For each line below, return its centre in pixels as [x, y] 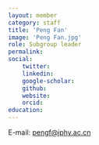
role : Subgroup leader [45, 45]
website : [36, 96]
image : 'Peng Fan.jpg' [45, 37]
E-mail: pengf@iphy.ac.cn [49, 132]
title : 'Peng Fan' [38, 30]
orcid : [33, 103]
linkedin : [38, 74]
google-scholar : [49, 81]
